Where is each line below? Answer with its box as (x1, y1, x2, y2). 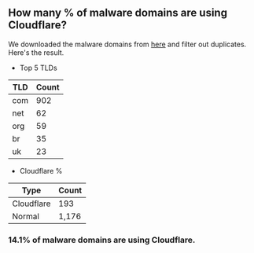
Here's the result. (8, 47, 64, 57)
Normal (12, 211, 39, 222)
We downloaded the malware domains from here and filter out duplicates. (8, 39, 247, 49)
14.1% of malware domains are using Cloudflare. (8, 234, 196, 245)
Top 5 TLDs (19, 63, 57, 72)
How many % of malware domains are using (8, 6, 228, 20)
